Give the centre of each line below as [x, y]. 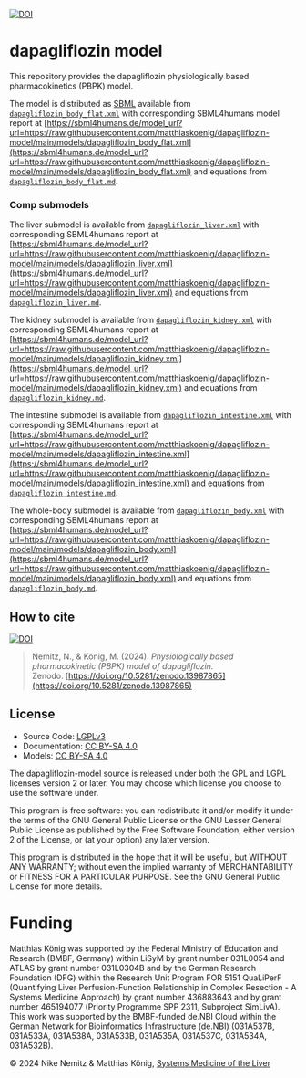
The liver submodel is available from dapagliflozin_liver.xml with [134, 225]
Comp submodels [49, 204]
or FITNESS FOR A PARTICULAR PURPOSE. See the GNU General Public [145, 876]
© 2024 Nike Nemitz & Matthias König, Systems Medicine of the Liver [140, 1062]
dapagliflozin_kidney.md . [58, 398]
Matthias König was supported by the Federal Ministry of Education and [144, 948]
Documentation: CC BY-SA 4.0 [80, 746]
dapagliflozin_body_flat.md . [64, 181]
